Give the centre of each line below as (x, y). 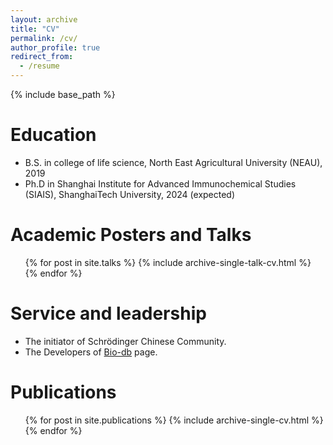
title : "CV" (35, 29)
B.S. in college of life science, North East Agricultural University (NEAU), (173, 162)
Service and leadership (108, 313)
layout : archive (44, 19)
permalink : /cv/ (44, 38)
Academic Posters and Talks (131, 235)
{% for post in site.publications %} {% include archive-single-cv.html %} (174, 420)
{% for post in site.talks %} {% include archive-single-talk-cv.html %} (168, 262)
